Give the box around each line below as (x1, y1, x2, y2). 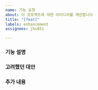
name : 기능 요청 (5, 7, 36, 13)
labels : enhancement (5, 21, 49, 27)
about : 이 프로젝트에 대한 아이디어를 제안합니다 (5, 12, 93, 17)
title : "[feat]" (5, 17, 40, 22)
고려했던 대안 (5, 63, 36, 70)
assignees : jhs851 (5, 26, 44, 32)
